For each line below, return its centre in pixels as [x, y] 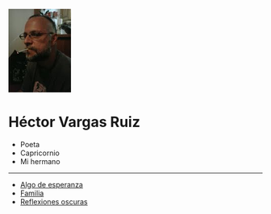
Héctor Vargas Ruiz [75, 122]
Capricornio [40, 153]
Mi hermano [40, 161]
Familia [32, 193]
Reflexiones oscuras [54, 201]
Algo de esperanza [51, 184]
